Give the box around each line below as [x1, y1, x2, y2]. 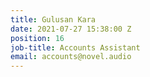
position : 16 [10, 33, 65, 43]
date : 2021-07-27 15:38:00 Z [10, 24, 132, 34]
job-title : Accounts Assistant [10, 42, 141, 53]
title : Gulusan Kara [10, 14, 97, 25]
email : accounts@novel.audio [10, 52, 132, 62]
